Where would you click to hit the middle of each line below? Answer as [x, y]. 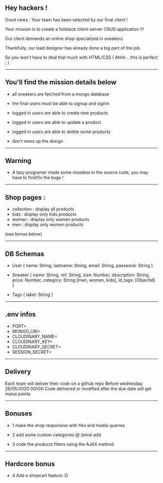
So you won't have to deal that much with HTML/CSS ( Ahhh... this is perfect [81, 57]
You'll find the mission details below [61, 82]
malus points [18, 394]
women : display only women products [51, 219]
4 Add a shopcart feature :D [40, 476]
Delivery [18, 372]
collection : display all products [43, 209]
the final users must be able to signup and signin [61, 103]
